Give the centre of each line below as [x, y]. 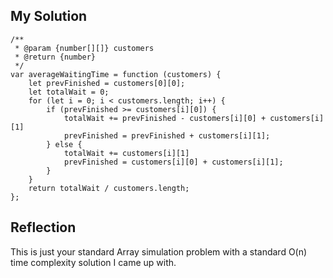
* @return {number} [55, 57]
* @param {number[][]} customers [84, 48]
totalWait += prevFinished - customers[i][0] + [165, 118]
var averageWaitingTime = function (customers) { [116, 74]
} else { [64, 144]
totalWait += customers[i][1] [126, 153]
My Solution [49, 16]
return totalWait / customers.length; [109, 188]
